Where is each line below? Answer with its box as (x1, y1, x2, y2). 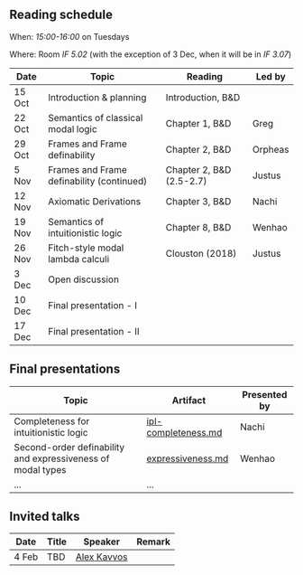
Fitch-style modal (48, 241, 124, 254)
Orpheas (252, 143, 289, 156)
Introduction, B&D (165, 90, 241, 103)
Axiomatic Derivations (48, 194, 142, 207)
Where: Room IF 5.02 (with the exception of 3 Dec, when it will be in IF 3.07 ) (9, 49, 292, 60)
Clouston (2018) (165, 247, 237, 259)
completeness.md (146, 426, 223, 438)
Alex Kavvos (75, 551, 128, 563)
